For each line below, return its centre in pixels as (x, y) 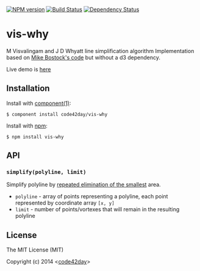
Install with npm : (27, 126)
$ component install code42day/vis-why (57, 114)
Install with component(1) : (39, 103)
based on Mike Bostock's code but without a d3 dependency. (83, 57)
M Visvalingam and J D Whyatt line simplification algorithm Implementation (100, 51)
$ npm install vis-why (35, 137)
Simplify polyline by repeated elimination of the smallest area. (84, 185)
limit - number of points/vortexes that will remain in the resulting (97, 209)
